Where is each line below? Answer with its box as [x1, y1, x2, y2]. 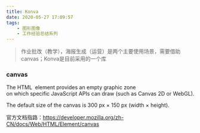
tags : [6, 20, 20, 26]
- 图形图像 [17, 25, 41, 31]
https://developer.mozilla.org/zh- [42, 114, 124, 121]
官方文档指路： [6, 114, 43, 121]
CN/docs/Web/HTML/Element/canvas [6, 121, 100, 128]
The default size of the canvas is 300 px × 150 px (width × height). [6, 102, 170, 109]
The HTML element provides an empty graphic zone [6, 84, 136, 91]
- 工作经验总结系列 [17, 31, 59, 37]
